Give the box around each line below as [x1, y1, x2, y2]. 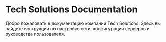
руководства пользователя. [5, 31, 65, 37]
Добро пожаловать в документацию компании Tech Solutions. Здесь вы [5, 20, 161, 26]
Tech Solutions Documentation [5, 4, 138, 15]
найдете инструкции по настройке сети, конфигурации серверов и [5, 25, 150, 31]
